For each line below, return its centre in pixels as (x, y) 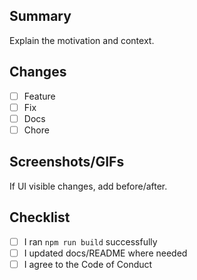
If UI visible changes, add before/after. (88, 186)
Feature (39, 96)
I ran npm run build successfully (90, 241)
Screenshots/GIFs (67, 162)
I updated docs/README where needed (105, 253)
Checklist (40, 217)
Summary (40, 16)
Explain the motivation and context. (82, 40)
